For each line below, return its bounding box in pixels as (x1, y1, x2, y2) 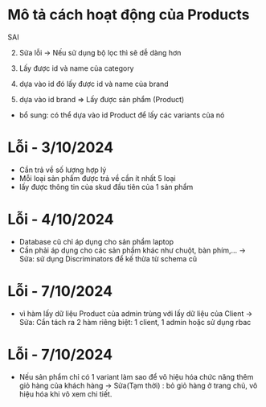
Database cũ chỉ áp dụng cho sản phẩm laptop (18, 236, 174, 246)
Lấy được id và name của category (18, 63, 134, 73)
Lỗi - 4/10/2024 (7, 211, 114, 228)
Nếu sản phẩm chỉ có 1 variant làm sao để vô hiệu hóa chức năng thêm (18, 372, 254, 381)
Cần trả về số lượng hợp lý (18, 165, 107, 175)
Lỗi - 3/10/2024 (7, 138, 114, 157)
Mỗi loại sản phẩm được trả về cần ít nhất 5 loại (18, 173, 176, 183)
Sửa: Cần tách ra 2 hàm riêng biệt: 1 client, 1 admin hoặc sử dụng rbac (18, 317, 252, 327)
